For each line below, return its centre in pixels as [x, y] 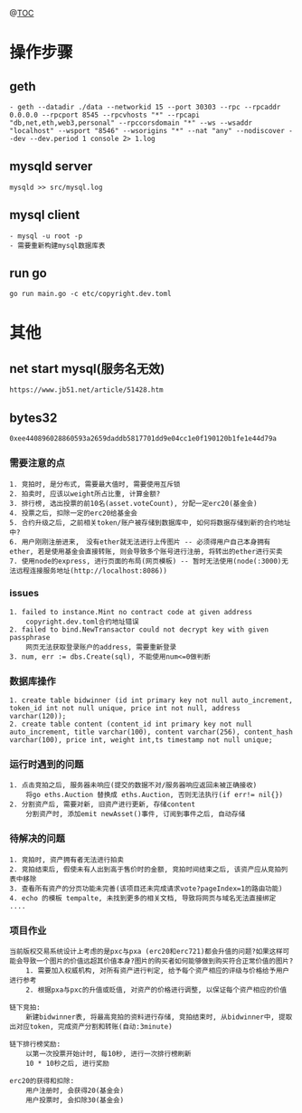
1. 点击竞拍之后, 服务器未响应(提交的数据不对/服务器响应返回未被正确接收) [133, 785]
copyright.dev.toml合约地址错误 [82, 622]
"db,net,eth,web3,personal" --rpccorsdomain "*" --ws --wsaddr [131, 123]
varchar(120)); [38, 717]
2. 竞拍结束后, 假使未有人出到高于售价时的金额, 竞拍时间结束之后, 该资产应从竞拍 [146, 869]
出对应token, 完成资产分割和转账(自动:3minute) [91, 1027]
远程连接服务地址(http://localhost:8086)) [91, 571]
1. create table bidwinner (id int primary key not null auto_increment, [151, 700]
